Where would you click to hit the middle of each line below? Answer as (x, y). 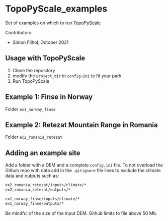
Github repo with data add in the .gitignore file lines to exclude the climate (83, 171)
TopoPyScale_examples (56, 9)
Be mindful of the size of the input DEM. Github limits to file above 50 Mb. (81, 213)
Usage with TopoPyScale (45, 58)
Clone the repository (34, 70)
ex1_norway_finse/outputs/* (35, 203)
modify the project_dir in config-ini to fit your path (67, 76)
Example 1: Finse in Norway (49, 97)
